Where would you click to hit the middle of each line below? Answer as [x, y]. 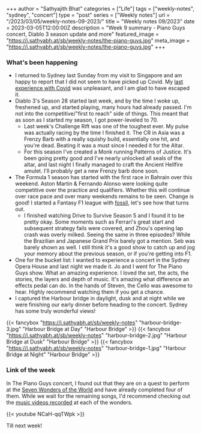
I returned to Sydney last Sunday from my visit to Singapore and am [98, 76]
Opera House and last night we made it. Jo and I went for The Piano [99, 267]
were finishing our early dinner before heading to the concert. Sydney [101, 305]
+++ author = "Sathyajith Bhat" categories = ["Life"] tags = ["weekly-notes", [100, 9]
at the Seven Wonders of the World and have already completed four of [94, 390]
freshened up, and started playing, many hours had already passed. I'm [103, 107]
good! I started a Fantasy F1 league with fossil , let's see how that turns [102, 203]
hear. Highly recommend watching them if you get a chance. [90, 292]
